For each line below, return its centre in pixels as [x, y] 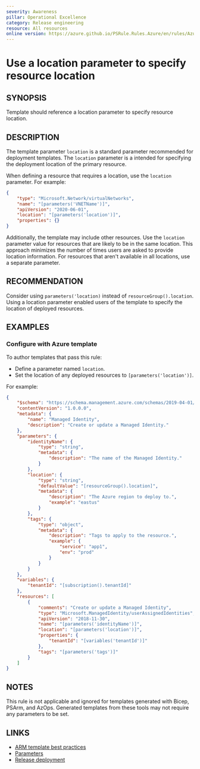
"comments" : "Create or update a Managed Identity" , [104, 608]
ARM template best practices [50, 747]
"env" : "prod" [77, 552]
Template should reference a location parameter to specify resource [90, 112]
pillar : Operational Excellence [46, 17]
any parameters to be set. [38, 714]
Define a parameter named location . [60, 368]
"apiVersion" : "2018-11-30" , [74, 619]
